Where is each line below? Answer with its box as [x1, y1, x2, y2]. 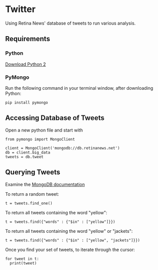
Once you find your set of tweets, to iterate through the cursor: [5, 246, 135, 252]
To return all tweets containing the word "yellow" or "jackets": [5, 228, 133, 234]
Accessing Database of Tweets [5, 114, 104, 122]
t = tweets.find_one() [5, 201, 53, 206]
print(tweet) [10, 260, 37, 265]
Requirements [5, 35, 50, 43]
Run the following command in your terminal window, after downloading [5, 85, 153, 91]
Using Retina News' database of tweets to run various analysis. [5, 20, 136, 26]
